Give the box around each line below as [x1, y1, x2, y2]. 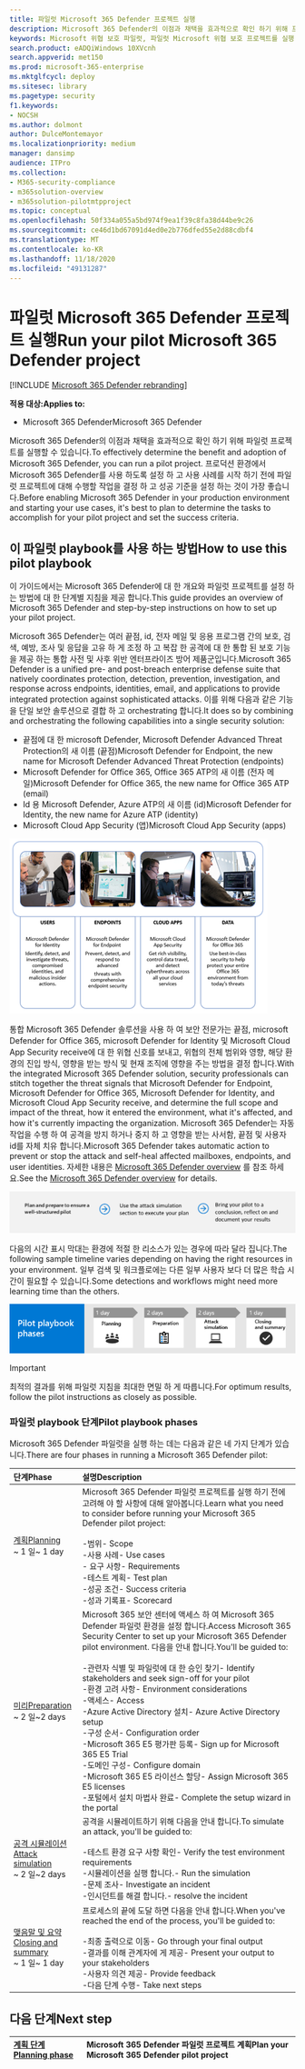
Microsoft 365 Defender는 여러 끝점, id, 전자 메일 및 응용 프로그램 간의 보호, [9, 631, 281, 642]
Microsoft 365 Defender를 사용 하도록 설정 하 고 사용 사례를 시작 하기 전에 [9, 469, 275, 481]
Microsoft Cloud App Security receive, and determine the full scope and [9, 1097, 279, 1108]
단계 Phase [13, 1471, 53, 1482]
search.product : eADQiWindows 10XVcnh [9, 44, 156, 53]
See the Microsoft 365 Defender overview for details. [18, 1173, 218, 1184]
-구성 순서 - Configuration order [82, 1727, 200, 1738]
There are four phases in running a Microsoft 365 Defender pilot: [25, 1450, 269, 1461]
